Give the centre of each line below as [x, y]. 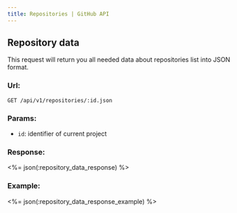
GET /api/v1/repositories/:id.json [60, 100]
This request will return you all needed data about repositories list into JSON [119, 60]
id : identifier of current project [62, 134]
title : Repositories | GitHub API [59, 14]
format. [18, 67]
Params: [22, 118]
